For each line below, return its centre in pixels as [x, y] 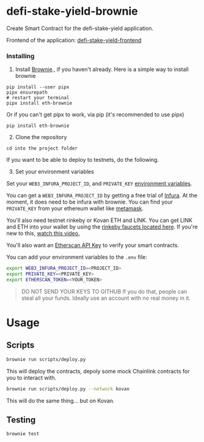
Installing [20, 56]
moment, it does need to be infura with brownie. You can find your [89, 202]
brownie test [23, 434]
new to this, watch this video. [43, 234]
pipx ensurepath [27, 93]
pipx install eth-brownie [39, 103]
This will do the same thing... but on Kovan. [60, 400]
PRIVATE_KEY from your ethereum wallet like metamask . [75, 208]
